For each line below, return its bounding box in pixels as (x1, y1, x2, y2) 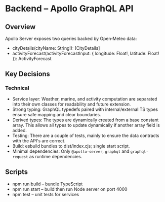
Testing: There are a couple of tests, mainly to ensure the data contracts (12, 133, 160, 138)
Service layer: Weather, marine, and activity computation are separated (12, 96, 158, 101)
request (12, 154, 28, 159)
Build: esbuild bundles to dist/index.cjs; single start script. (12, 143, 130, 149)
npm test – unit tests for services (12, 191, 79, 197)
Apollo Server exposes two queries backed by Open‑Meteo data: (5, 35, 137, 41)
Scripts (5, 168, 28, 176)
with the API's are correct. (12, 137, 66, 143)
